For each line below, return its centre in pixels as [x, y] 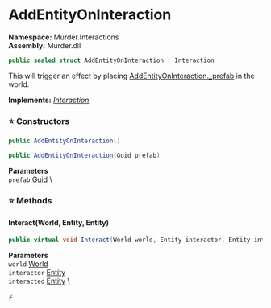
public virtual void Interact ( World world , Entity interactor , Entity [129, 240]
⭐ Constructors [39, 121]
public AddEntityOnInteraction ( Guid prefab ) [84, 155]
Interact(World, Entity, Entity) [59, 223]
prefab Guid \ [30, 179]
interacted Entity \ [39, 281]
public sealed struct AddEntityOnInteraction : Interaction [112, 60]
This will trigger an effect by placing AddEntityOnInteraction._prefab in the [132, 76]
